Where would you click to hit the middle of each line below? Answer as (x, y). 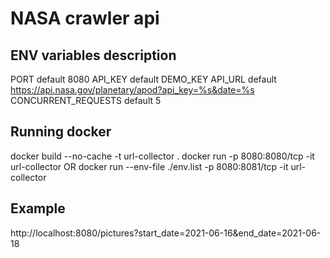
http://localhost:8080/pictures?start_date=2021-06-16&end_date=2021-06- (166, 233)
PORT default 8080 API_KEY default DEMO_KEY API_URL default (143, 79)
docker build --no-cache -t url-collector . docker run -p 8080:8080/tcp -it (162, 156)
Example (38, 208)
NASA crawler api (85, 18)
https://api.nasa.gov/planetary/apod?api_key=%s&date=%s (132, 90)
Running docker (61, 132)
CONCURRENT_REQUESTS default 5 (86, 100)
